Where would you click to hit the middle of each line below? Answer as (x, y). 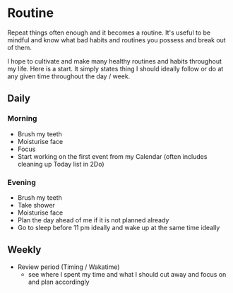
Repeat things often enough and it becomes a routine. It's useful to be (109, 32)
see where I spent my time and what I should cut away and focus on (127, 274)
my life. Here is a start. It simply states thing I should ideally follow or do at (115, 68)
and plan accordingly (59, 282)
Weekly (24, 250)
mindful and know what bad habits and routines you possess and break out (116, 40)
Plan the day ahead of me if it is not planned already (93, 220)
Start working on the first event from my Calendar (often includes (112, 156)
